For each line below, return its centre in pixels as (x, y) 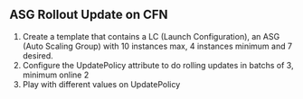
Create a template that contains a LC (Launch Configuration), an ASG (151, 36)
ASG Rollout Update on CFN (89, 15)
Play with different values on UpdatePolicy (101, 84)
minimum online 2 (56, 75)
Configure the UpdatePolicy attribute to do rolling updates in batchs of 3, (158, 65)
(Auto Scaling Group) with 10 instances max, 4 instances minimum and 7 (157, 46)
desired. (38, 55)
